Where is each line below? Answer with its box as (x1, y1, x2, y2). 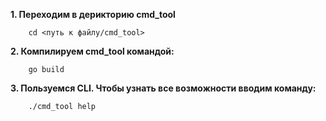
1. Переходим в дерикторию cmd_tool (10, 9, 176, 20)
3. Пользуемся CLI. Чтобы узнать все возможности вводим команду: (10, 82, 317, 94)
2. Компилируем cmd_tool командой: (10, 45, 175, 57)
